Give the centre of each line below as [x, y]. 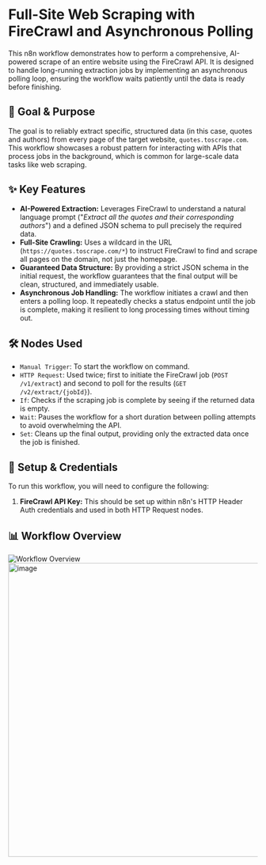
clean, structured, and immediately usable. [89, 284]
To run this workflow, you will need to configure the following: [109, 486]
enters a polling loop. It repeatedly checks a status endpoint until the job [137, 301]
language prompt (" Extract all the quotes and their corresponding [127, 217]
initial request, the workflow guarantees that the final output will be [129, 275]
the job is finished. [50, 442]
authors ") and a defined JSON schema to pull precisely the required [131, 225]
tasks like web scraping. [47, 165]
